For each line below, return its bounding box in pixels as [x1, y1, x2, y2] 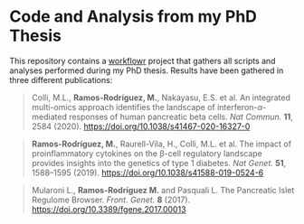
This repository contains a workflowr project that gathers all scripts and [9, 55, 276, 66]
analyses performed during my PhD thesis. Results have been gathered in [9, 65, 284, 76]
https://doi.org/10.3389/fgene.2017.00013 [31, 203, 187, 214]
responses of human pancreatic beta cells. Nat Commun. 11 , [69, 111, 294, 122]
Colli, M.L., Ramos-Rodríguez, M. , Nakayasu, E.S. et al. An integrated [31, 92, 291, 103]
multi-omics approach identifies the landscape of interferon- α [31, 101, 263, 112]
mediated [31, 111, 68, 122]
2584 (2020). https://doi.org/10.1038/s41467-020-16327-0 [31, 120, 251, 132]
